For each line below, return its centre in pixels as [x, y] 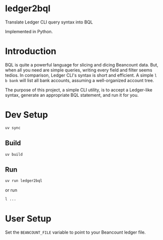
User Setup [28, 219]
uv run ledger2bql [24, 181]
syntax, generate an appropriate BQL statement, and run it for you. [72, 95]
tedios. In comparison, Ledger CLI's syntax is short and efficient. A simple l [81, 75]
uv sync [13, 128]
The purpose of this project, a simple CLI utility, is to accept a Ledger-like [79, 90]
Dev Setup [27, 115]
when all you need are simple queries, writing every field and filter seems [79, 70]
